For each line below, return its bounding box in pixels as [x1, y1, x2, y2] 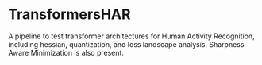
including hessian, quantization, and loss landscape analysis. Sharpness [8, 39, 245, 49]
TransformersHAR [8, 5, 131, 23]
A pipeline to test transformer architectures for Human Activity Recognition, [8, 31, 256, 41]
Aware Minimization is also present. [8, 48, 125, 57]
